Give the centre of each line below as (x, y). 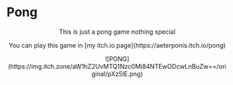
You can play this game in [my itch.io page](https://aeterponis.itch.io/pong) (117, 45)
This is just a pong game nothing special (117, 32)
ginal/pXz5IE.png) (117, 74)
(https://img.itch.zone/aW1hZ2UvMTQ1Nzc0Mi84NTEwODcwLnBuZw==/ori (117, 66)
